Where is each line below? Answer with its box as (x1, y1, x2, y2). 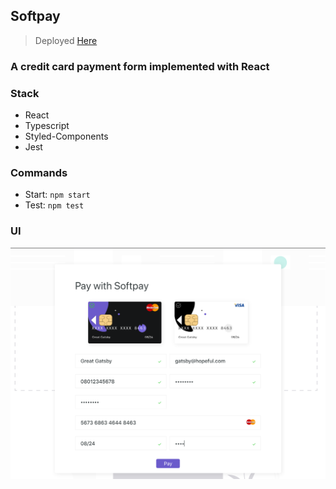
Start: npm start (24, 189, 91, 201)
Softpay (10, 8, 61, 25)
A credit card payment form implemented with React (10, 59, 270, 73)
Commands (10, 165, 68, 179)
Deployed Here (34, 34, 98, 46)
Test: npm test (24, 199, 85, 211)
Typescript (24, 120, 70, 132)
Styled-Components (24, 130, 109, 143)
